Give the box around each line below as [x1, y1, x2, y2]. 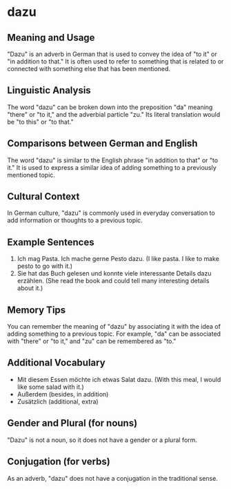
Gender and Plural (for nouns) [7, 417, 138, 429]
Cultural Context [7, 191, 80, 202]
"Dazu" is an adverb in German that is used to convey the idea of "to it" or [7, 50, 217, 58]
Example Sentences [7, 236, 94, 248]
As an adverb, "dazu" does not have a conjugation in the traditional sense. [7, 474, 219, 482]
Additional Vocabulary [7, 357, 106, 369]
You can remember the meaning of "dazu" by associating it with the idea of [7, 323, 221, 331]
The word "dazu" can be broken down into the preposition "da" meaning [7, 103, 213, 111]
